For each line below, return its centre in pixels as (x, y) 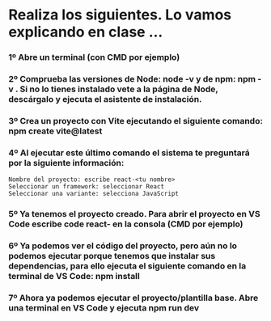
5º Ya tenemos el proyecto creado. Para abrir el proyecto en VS (134, 214)
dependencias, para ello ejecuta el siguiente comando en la (127, 266)
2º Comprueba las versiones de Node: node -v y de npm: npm (132, 79)
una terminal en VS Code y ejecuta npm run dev (104, 308)
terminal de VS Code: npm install (74, 277)
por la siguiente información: (66, 163)
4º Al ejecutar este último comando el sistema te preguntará (129, 153)
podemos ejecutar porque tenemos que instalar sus (112, 256)
